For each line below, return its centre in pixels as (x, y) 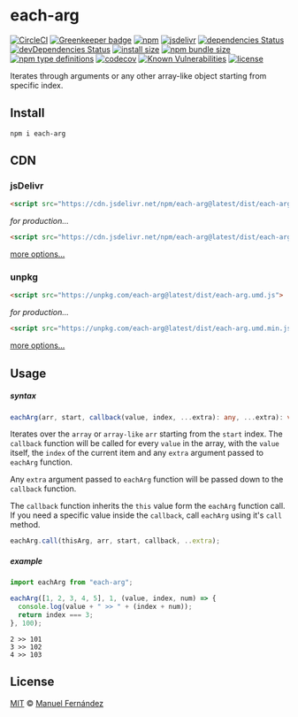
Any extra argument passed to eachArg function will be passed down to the (147, 480)
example (27, 561)
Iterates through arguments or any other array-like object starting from (138, 75)
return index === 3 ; (56, 615)
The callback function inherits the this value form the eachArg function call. (148, 506)
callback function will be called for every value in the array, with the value (145, 443)
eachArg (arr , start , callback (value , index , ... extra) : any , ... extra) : (147, 417)
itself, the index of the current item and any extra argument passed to (137, 453)
